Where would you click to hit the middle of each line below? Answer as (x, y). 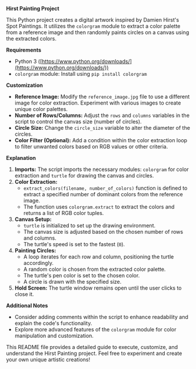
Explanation (21, 158)
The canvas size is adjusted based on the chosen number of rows (103, 232)
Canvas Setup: (33, 219)
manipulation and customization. (54, 336)
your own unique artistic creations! (48, 360)
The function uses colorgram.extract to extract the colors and (99, 207)
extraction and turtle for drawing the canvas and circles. (84, 175)
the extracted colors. (31, 38)
